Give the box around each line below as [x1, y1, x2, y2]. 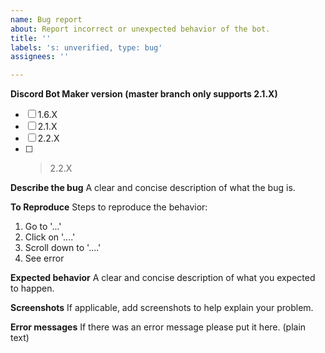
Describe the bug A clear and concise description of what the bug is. [10, 182, 296, 194]
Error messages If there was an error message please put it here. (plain [10, 321, 307, 333]
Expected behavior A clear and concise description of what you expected [10, 272, 316, 284]
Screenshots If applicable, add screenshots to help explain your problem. [10, 302, 314, 314]
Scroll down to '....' [24, 242, 102, 254]
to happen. [10, 282, 55, 295]
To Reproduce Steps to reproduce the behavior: [10, 201, 208, 213]
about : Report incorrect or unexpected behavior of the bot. [10, 24, 271, 34]
